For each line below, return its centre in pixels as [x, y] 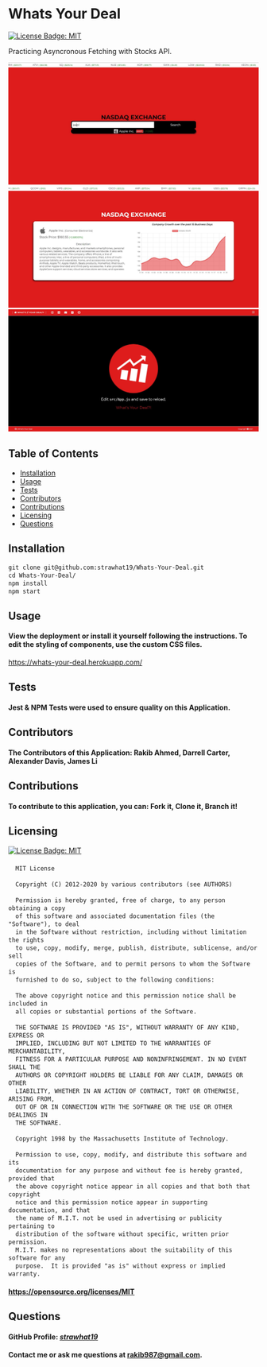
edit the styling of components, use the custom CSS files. [105, 645]
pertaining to [32, 1226]
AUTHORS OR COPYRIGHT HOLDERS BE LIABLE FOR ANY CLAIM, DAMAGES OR [130, 1075]
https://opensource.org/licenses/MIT [72, 1291]
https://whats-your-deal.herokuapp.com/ [75, 662]
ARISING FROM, [32, 1099]
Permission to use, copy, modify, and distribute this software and [131, 1155]
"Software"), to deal [44, 924]
